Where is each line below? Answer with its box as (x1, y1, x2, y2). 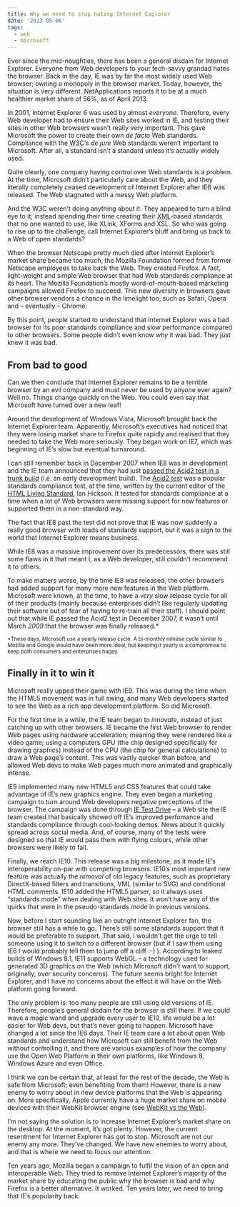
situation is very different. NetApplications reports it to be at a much (7, 87, 207, 96)
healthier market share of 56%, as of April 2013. (7, 94, 149, 104)
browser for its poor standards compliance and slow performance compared (7, 323, 233, 332)
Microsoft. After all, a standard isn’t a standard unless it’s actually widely (7, 146, 220, 155)
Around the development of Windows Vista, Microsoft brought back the (7, 414, 218, 423)
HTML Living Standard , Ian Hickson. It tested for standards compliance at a (7, 489, 229, 497)
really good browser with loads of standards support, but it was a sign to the (7, 526, 232, 534)
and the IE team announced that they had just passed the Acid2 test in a (7, 466, 219, 475)
